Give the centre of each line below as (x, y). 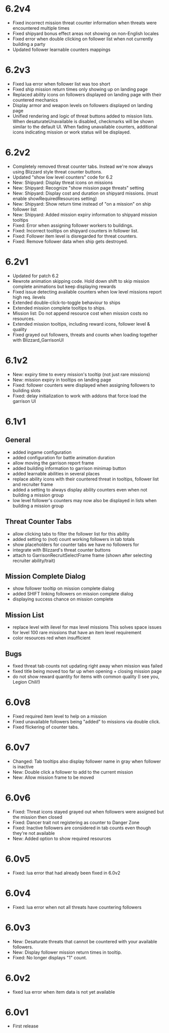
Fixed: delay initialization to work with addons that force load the (79, 396)
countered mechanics (35, 100)
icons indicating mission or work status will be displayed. (72, 132)
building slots (26, 390)
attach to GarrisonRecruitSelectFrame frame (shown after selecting (82, 555)
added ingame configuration (42, 452)
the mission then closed (37, 817)
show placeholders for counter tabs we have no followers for (76, 544)
